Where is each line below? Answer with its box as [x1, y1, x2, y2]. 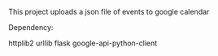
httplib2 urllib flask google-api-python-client [8, 38, 158, 48]
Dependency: [8, 23, 54, 32]
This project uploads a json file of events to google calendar [8, 7, 210, 16]
